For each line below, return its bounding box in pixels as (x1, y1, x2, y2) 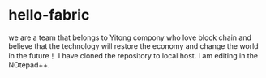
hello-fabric (8, 6, 90, 24)
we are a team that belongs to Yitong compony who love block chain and (8, 32, 251, 42)
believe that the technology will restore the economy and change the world (8, 41, 259, 50)
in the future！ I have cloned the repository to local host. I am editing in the (8, 50, 258, 60)
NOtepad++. (8, 59, 50, 70)
